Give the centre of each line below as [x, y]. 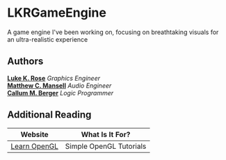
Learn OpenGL [35, 146]
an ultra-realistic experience [48, 39]
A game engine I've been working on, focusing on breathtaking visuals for [113, 32]
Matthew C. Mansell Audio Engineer [59, 86]
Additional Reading [49, 115]
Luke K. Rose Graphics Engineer [54, 78]
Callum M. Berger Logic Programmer [60, 93]
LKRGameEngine [57, 13]
